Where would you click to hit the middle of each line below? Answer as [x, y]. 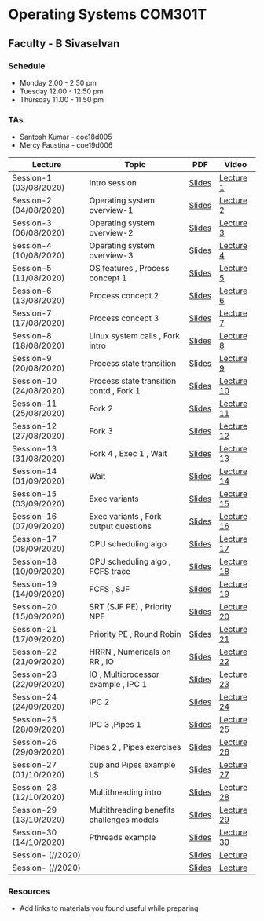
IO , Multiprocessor [124, 674]
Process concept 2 [124, 296]
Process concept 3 [124, 318]
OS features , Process [129, 269]
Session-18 [35, 561]
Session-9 [32, 359]
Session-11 [35, 404]
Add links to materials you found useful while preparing [109, 908]
